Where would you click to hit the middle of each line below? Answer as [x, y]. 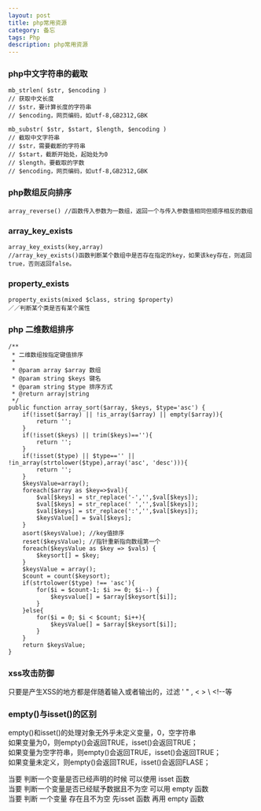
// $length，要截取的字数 [46, 163]
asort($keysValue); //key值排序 [74, 533]
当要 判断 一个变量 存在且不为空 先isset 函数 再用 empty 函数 [106, 799]
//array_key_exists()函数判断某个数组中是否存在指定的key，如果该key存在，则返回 [130, 256]
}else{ [33, 610]
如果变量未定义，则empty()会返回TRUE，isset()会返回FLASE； [109, 762]
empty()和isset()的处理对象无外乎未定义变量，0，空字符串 [102, 733]
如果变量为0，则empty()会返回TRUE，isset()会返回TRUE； [103, 742]
